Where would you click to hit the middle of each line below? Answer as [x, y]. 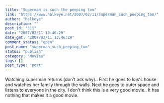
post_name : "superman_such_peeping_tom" [48, 47]
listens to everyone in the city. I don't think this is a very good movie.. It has [82, 90]
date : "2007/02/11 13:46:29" [35, 33]
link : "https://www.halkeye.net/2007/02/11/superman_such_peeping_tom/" [82, 14]
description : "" [22, 24]
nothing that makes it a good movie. [42, 96]
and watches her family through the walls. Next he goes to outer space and [82, 85]
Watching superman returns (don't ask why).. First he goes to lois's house [81, 80]
